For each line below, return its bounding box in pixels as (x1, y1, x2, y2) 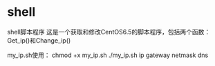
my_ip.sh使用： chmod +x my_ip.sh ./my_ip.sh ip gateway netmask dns (7, 51, 209, 59)
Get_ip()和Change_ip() (7, 36, 71, 45)
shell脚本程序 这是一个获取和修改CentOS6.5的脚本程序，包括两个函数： (7, 27, 211, 36)
